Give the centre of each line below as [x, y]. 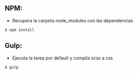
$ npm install [20, 30]
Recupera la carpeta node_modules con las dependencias [73, 20]
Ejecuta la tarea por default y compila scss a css [62, 58]
